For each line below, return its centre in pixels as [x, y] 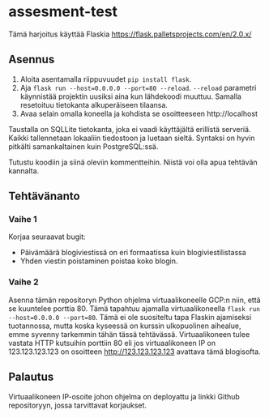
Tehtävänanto [44, 196]
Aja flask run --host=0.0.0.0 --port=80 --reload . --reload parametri [138, 87]
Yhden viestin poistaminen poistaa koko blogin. [99, 261]
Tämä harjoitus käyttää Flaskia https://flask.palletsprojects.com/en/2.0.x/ [130, 34]
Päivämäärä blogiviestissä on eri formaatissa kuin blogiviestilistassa [133, 253]
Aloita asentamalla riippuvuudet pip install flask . [106, 79]
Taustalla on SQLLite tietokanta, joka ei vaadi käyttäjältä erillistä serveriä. [130, 129]
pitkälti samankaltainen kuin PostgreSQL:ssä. [83, 146]
